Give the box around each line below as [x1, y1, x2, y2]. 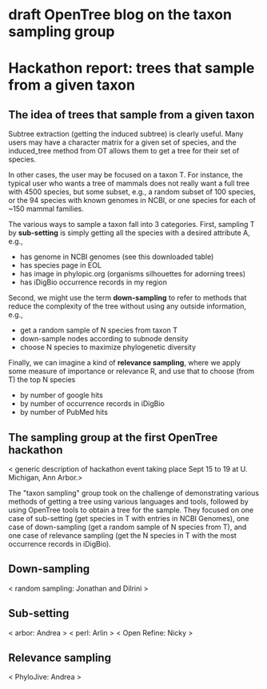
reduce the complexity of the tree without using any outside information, [8, 301, 246, 311]
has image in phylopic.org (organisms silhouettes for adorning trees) [19, 269, 246, 279]
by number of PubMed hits [19, 408, 108, 417]
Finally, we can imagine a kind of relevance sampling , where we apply [8, 358, 241, 368]
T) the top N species [8, 375, 76, 384]
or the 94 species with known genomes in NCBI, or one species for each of [8, 196, 256, 205]
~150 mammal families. [8, 204, 84, 213]
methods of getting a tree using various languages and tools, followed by [8, 497, 249, 506]
